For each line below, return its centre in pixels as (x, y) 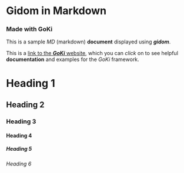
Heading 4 (19, 135)
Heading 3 (21, 121)
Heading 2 (26, 105)
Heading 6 (19, 164)
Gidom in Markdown (56, 11)
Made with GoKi (29, 29)
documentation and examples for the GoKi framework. (73, 59)
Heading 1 (31, 83)
